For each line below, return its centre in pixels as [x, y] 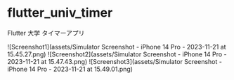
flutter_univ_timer [60, 13]
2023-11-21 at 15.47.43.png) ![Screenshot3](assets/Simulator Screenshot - [115, 61]
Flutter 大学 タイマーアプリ [46, 33]
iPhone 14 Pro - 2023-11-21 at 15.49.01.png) [70, 69]
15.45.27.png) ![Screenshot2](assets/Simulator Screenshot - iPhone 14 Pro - [117, 54]
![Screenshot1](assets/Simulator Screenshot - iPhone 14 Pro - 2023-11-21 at [117, 47]
